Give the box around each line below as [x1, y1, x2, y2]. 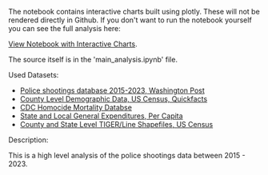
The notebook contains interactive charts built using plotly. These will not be [8, 7, 260, 16]
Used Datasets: [8, 70, 59, 79]
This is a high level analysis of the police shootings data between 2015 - [8, 151, 246, 160]
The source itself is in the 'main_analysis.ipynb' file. [8, 55, 178, 64]
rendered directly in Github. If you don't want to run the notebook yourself [8, 15, 252, 25]
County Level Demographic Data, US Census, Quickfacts [19, 94, 208, 103]
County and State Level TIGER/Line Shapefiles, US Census [19, 120, 214, 129]
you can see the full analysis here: [8, 24, 122, 33]
